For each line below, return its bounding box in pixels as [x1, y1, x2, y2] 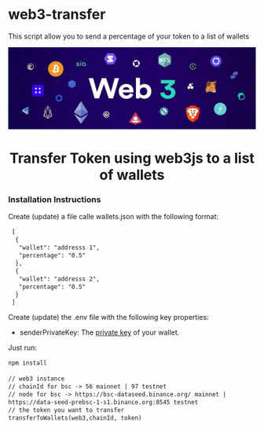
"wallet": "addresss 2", [18, 275, 101, 284]
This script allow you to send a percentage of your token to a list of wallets [8, 31, 250, 41]
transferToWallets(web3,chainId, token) [8, 414, 143, 422]
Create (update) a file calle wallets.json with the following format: [8, 212, 218, 222]
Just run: [8, 343, 38, 353]
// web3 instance [8, 375, 65, 383]
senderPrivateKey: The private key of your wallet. [19, 328, 180, 337]
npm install [8, 359, 47, 367]
